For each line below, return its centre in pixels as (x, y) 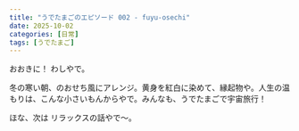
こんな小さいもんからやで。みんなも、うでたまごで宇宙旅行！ (153, 99)
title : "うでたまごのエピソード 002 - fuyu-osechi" (100, 17)
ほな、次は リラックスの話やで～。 (73, 118)
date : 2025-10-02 (42, 26)
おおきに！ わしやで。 (50, 69)
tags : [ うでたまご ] (42, 42)
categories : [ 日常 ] (44, 34)
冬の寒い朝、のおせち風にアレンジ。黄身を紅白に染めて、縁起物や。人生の (146, 88)
